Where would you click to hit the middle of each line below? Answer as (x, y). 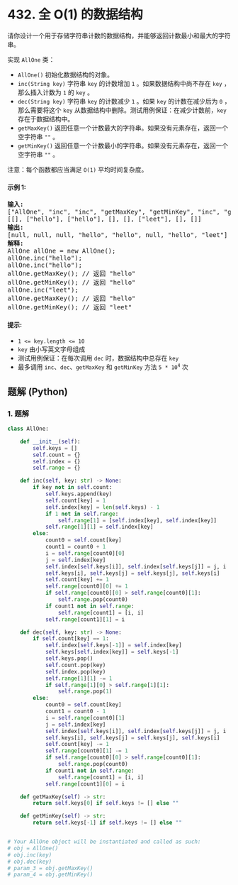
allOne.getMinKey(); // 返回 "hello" (72, 282)
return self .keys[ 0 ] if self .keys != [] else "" (106, 803)
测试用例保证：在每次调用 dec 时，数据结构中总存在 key (98, 358)
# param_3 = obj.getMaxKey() (50, 868)
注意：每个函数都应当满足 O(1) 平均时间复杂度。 (78, 169)
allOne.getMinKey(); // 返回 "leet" (70, 307)
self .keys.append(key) (79, 494)
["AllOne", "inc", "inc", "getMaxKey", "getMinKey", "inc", (114, 212)
